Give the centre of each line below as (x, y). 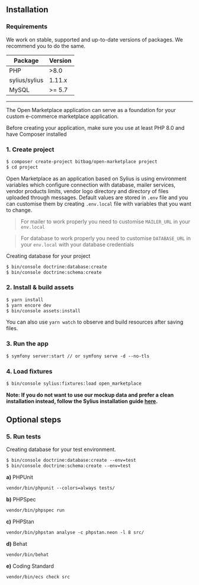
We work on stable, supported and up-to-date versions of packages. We (95, 39)
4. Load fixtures (29, 371)
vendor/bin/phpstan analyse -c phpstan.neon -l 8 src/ (75, 532)
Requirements (27, 27)
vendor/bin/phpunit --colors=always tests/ (61, 488)
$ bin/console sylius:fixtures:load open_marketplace (74, 383)
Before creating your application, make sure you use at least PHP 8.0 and (95, 127)
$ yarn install (25, 300)
